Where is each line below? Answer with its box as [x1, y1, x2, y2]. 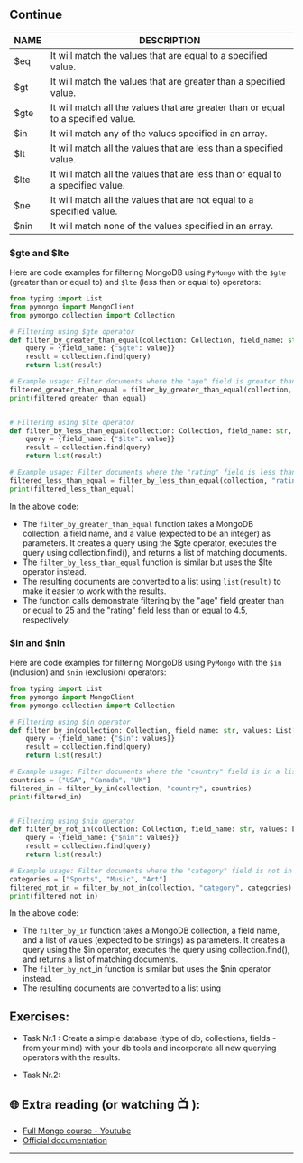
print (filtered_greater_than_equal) [9, 393, 147, 402]
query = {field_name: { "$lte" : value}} [25, 435, 176, 444]
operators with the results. [22, 1052, 121, 1063]
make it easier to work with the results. [22, 586, 167, 596]
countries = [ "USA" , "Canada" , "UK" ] [9, 775, 151, 784]
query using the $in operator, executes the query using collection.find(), [22, 945, 290, 955]
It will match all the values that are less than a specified [50, 142, 284, 154]
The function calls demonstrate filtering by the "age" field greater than [22, 595, 284, 605]
